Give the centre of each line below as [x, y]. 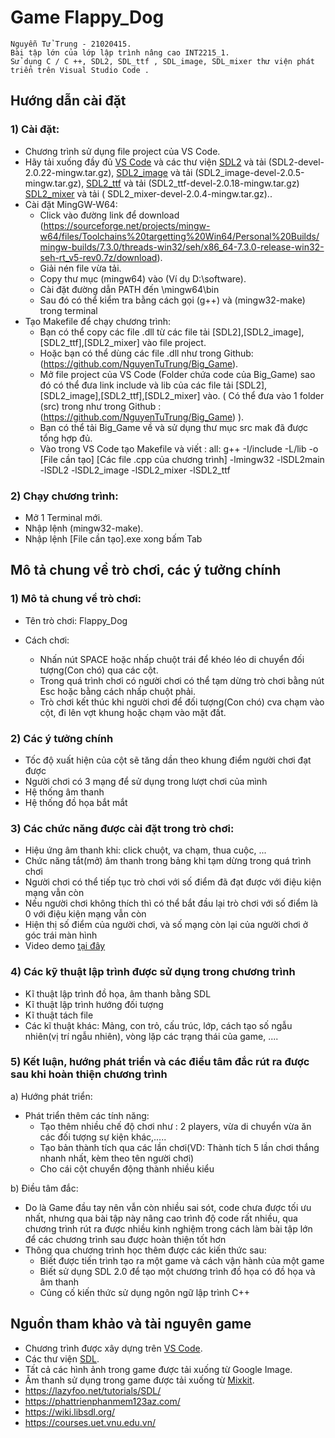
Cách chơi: [47, 640]
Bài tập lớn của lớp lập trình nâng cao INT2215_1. [120, 52]
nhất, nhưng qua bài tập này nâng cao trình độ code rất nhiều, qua [161, 1218]
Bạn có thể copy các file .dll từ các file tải [125, 332]
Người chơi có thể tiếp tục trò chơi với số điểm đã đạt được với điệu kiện [173, 882]
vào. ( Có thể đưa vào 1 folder [263, 395]
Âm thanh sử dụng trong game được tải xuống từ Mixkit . [139, 1380]
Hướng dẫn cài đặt [68, 101]
